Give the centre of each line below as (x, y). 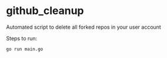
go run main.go (25, 49)
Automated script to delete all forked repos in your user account (84, 27)
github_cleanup (45, 11)
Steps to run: (22, 38)
